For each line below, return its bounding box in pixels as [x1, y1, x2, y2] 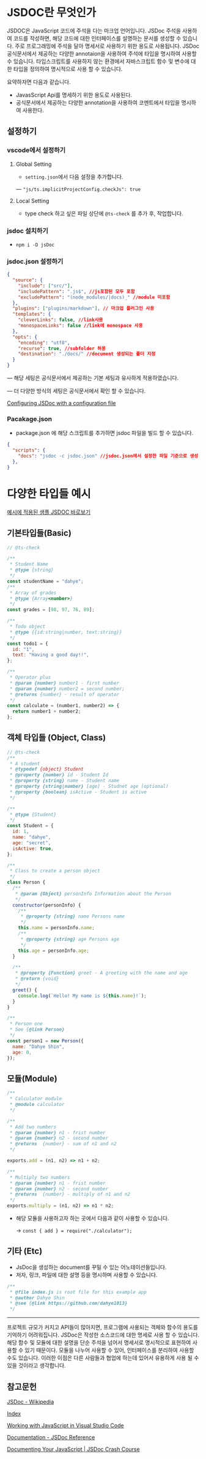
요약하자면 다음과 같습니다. [7, 78, 71, 86]
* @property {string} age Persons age [20, 936, 120, 942]
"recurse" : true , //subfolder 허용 [18, 345, 106, 352]
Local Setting [15, 197, 50, 204]
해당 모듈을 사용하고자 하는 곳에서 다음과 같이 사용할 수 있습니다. [15, 1215, 169, 1222]
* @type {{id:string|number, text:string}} [9, 629, 122, 635]
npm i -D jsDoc [15, 242, 55, 248]
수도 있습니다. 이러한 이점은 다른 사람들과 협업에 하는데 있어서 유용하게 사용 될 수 [7, 1354, 199, 1362]
